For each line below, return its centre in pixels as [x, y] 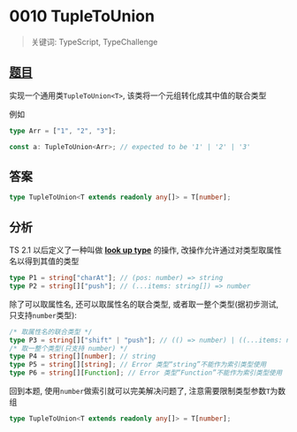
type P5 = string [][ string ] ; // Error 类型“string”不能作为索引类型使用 [138, 365]
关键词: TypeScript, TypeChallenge [94, 42]
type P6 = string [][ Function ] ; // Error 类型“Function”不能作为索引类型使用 [146, 373]
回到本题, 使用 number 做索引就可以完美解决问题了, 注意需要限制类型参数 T [140, 391]
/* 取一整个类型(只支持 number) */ [69, 348]
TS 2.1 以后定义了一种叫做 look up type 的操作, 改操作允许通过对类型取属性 [146, 250]
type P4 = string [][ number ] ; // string [83, 356]
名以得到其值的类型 [44, 261]
